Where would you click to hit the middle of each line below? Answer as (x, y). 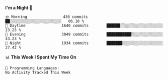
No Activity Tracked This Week (38, 72)
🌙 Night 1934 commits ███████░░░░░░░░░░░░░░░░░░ (84, 43)
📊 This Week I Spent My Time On (41, 57)
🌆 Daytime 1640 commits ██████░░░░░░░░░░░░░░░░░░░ (84, 25)
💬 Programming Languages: (32, 68)
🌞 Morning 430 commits (47, 17)
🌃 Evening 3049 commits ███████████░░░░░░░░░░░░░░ (84, 34)
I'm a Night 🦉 (19, 8)
